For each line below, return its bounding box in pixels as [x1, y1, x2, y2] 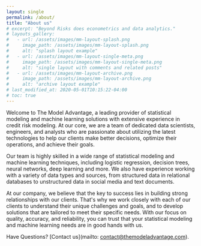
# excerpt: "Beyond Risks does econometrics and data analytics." [6, 25, 176, 32]
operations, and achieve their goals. [6, 140, 95, 148]
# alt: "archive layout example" [6, 82, 101, 88]
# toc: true [6, 92, 36, 98]
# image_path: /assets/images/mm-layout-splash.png [6, 43, 149, 49]
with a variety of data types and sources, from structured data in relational [6, 172, 190, 179]
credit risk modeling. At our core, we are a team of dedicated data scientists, [6, 121, 196, 129]
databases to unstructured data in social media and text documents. [6, 178, 175, 185]
